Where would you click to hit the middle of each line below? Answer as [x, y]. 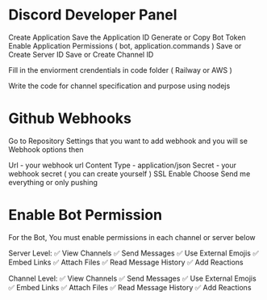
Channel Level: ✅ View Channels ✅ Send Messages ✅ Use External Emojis [132, 278]
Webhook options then [46, 149]
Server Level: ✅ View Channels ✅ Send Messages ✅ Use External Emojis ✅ [134, 253]
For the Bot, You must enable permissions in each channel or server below [132, 237]
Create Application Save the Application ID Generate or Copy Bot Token [127, 37]
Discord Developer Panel [93, 15]
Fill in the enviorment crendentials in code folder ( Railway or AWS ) [120, 70]
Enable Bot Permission [86, 215]
